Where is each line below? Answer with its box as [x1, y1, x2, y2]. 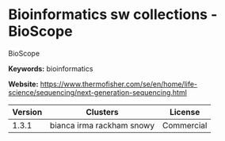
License [169, 106, 200, 117]
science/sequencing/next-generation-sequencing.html [8, 87, 188, 97]
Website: [8, 79, 39, 89]
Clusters [86, 106, 119, 117]
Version [12, 106, 43, 117]
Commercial [162, 120, 208, 131]
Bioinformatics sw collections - [8, 6, 218, 24]
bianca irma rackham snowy [50, 120, 155, 131]
